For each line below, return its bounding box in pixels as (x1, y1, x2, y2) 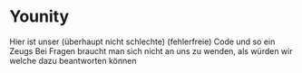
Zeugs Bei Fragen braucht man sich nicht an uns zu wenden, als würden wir (9, 45, 293, 56)
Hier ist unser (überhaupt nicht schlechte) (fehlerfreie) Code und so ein (9, 36, 276, 47)
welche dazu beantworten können (9, 55, 137, 66)
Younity (9, 6, 70, 27)
